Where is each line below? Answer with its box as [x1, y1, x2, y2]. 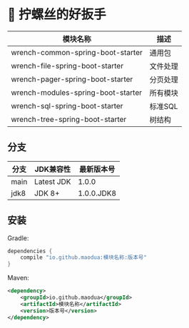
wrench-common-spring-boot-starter [11, 47, 143, 57]
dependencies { [7, 247, 53, 255]
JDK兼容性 [34, 164, 71, 174]
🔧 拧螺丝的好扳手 [7, 6, 107, 23]
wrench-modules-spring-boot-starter [11, 87, 143, 97]
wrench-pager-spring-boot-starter [11, 74, 133, 84]
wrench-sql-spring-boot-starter [11, 101, 123, 111]
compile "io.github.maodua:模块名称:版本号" [20, 254, 148, 261]
